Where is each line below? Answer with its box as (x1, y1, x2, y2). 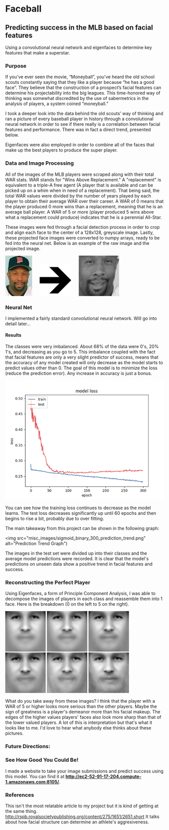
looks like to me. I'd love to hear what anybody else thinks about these (5, 725, 151, 731)
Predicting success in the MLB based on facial (5, 23, 153, 32)
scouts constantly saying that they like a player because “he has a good (5, 79, 155, 85)
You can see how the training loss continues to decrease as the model (5, 505, 151, 511)
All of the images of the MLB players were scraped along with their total (5, 171, 154, 177)
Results (5, 332, 22, 338)
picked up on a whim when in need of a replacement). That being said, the (5, 187, 160, 193)
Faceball (5, 3, 42, 15)
